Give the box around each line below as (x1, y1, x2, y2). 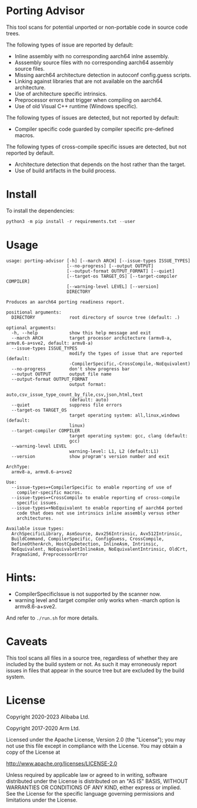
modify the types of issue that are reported (69, 350, 183, 357)
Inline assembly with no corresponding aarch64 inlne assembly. (14, 52, 169, 59)
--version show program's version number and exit (11, 453, 169, 460)
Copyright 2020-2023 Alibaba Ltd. (6, 713, 90, 720)
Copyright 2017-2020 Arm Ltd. (6, 724, 81, 731)
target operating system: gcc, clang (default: (69, 433, 188, 439)
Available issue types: (6, 526, 65, 531)
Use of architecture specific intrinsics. (14, 90, 107, 97)
